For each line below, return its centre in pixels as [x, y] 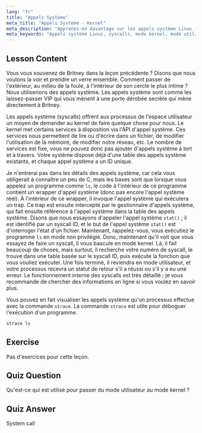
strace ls [19, 323]
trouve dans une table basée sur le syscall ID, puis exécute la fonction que [98, 256]
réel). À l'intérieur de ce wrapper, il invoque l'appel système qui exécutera [98, 198]
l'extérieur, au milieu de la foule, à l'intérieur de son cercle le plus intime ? [97, 85]
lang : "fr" [20, 12]
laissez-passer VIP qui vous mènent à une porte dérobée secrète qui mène [99, 98]
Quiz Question [34, 376]
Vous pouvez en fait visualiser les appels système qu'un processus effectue [100, 299]
